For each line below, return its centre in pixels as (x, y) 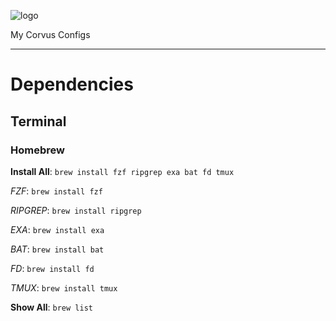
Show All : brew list (51, 307)
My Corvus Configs (50, 34)
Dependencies (72, 84)
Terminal (38, 121)
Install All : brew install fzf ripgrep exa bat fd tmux (122, 171)
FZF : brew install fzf (56, 191)
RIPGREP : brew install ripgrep (76, 210)
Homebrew (37, 150)
